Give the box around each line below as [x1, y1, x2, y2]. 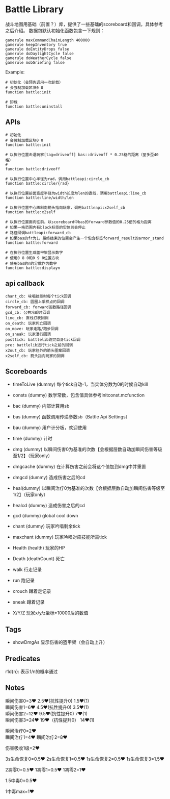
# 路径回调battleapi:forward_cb [5, 230, 71, 235]
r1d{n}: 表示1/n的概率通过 [5, 668, 58, 675]
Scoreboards [5, 367, 47, 376]
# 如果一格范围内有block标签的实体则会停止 [5, 224, 86, 230]
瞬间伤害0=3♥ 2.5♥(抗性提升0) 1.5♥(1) [5, 697, 90, 704]
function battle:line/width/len [5, 195, 74, 200]
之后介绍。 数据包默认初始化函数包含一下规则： [5, 27, 105, 34]
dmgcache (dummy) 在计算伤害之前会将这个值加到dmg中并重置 [12, 463, 147, 470]
